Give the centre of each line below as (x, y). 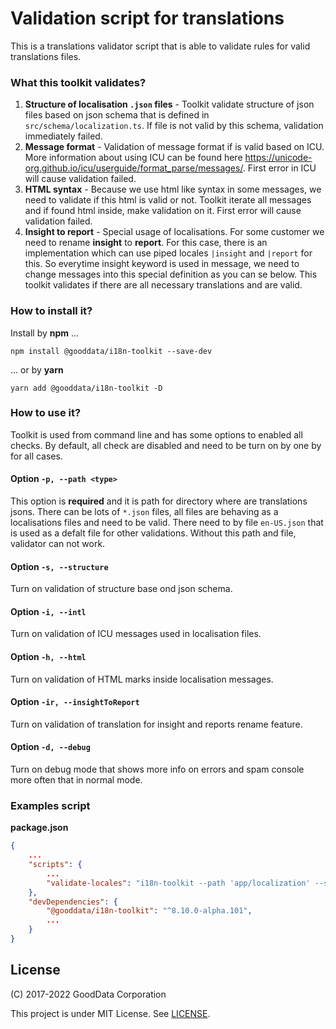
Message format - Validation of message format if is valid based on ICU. (174, 147)
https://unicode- (278, 158)
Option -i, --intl (48, 611)
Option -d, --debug (50, 747)
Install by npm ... (45, 333)
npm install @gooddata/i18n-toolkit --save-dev (111, 351)
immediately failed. (63, 136)
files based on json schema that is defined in (117, 115)
